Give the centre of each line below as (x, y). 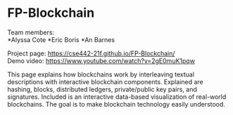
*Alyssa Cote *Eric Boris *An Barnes (61, 39)
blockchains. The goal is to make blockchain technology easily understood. (116, 104)
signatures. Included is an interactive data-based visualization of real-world (117, 97)
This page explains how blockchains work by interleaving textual (101, 74)
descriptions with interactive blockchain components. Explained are (106, 81)
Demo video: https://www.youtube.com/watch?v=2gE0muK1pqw (101, 60)
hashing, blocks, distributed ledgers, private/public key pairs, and (102, 89)
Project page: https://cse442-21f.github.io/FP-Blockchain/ (91, 53)
